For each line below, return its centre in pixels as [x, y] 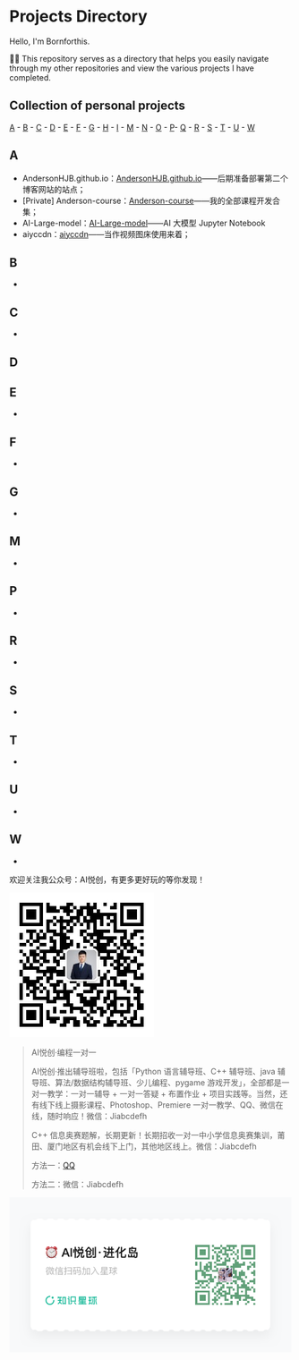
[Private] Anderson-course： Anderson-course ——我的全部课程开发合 [151, 200]
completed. [30, 77]
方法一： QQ [53, 1165]
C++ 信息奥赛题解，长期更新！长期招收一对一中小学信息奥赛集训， [154, 1135]
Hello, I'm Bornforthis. [50, 41]
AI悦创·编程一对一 [64, 1052]
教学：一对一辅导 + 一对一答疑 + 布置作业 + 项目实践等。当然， [163, 1093]
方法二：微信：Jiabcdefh [77, 1184]
